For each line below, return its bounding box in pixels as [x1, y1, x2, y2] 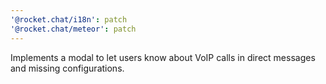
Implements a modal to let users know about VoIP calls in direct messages [10, 51, 316, 63]
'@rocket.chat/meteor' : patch [10, 24, 137, 34]
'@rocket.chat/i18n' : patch [10, 14, 128, 25]
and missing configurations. [10, 62, 125, 74]
